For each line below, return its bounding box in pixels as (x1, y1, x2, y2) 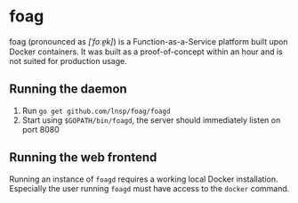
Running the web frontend (9, 150, 157, 166)
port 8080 (21, 124, 60, 134)
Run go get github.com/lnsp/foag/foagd (21, 105, 171, 116)
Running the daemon (9, 82, 127, 97)
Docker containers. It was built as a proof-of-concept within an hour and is (9, 46, 283, 57)
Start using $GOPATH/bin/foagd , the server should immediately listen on (21, 114, 281, 126)
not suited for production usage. (9, 55, 127, 66)
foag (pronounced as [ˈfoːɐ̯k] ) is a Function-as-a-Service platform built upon (9, 36, 288, 46)
